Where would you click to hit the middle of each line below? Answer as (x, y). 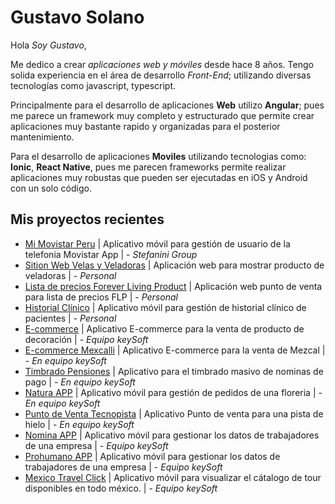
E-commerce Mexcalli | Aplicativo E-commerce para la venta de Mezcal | (175, 350)
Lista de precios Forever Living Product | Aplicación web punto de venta (173, 286)
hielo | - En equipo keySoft (79, 424)
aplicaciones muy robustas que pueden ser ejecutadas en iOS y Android (159, 177)
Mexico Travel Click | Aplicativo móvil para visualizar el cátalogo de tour (173, 477)
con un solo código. (51, 188)
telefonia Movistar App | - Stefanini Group (111, 254)
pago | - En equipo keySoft (80, 382)
